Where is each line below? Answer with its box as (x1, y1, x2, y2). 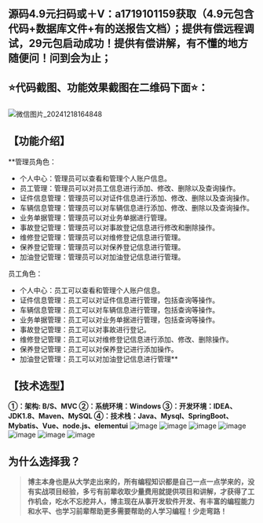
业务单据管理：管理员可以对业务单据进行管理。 (19, 213, 171, 222)
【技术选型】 (8, 379, 71, 393)
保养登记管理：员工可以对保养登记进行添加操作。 (19, 344, 178, 353)
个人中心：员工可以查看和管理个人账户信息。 (19, 285, 165, 294)
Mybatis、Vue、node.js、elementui (8, 421, 128, 430)
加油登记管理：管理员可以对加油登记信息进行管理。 (19, 252, 185, 261)
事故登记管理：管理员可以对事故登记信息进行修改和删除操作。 (19, 222, 220, 232)
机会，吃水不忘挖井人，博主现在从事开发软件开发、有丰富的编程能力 (34, 497, 255, 507)
